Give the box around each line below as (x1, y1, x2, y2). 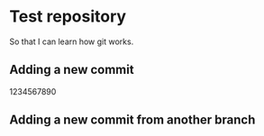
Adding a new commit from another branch (9, 113, 256, 128)
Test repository (9, 6, 127, 27)
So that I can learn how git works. (9, 36, 134, 47)
